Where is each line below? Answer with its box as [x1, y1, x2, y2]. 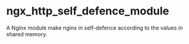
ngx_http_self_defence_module [6, 4, 169, 18]
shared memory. [6, 30, 48, 37]
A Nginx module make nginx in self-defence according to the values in [6, 24, 183, 31]
